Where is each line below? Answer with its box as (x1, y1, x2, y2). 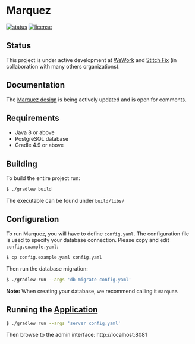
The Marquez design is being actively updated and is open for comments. (6, 96, 187, 103)
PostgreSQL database (14, 135, 69, 142)
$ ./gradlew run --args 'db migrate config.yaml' (6, 277, 132, 283)
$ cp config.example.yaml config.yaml (6, 254, 102, 260)
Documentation (6, 80, 65, 90)
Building (6, 159, 37, 169)
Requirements (6, 113, 59, 123)
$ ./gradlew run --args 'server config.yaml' (6, 320, 121, 327)
